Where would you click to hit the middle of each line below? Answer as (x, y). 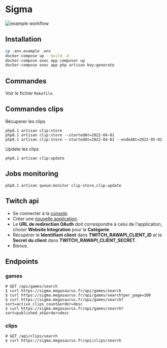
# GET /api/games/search (31, 287)
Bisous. (20, 246)
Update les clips (22, 149)
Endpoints (22, 262)
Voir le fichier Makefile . (30, 93)
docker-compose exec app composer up (45, 60)
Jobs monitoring (32, 174)
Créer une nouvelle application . (45, 219)
